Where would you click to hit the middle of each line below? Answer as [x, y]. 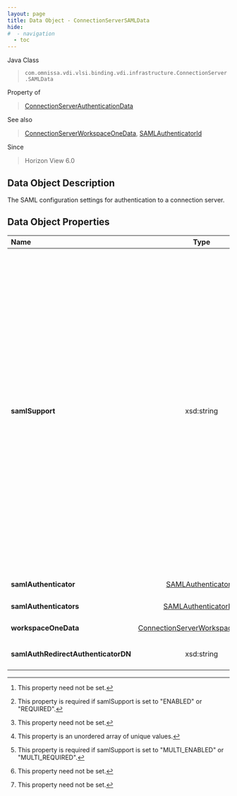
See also [20, 120]
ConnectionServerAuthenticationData [79, 106]
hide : [15, 27]
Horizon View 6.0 [50, 161]
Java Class [23, 60]
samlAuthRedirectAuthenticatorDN [71, 654]
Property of [24, 92]
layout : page [26, 14]
